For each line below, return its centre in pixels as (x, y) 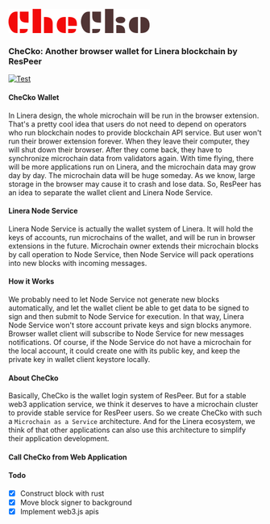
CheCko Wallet (34, 97)
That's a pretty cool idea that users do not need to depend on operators (128, 124)
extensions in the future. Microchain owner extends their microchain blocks (134, 246)
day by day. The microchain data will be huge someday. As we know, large (132, 175)
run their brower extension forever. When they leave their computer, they (129, 141)
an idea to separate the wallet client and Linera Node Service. (111, 192)
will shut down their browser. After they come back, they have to (115, 149)
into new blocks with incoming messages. (78, 263)
